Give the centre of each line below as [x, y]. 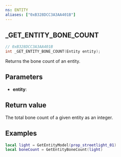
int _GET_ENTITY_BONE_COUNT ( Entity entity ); [53, 52]
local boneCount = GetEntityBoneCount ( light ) [54, 150]
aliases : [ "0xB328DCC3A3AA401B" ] [41, 15]
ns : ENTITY [17, 10]
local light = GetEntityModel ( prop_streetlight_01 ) [61, 145]
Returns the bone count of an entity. [43, 61]
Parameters [24, 77]
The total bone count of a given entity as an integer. [59, 117]
